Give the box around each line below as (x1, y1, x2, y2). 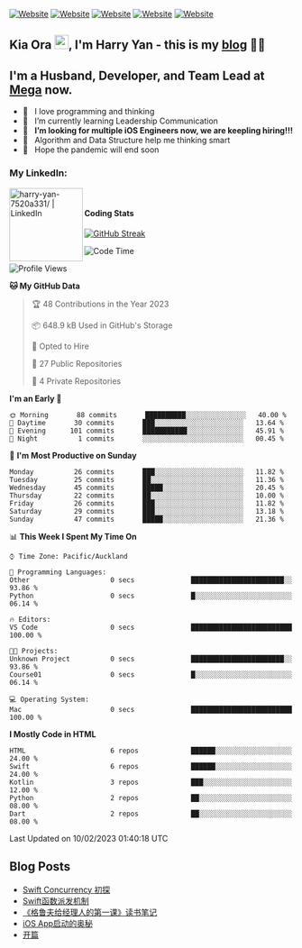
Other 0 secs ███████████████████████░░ (9, 575, 293, 585)
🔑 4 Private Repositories (31, 375, 122, 387)
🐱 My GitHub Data (9, 280, 81, 291)
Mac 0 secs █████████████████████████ (9, 705, 293, 714)
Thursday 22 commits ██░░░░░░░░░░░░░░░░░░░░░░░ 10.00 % (9, 491, 284, 500)
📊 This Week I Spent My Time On (9, 531, 137, 542)
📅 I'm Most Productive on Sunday (9, 450, 137, 460)
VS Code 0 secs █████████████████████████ (9, 623, 293, 632)
